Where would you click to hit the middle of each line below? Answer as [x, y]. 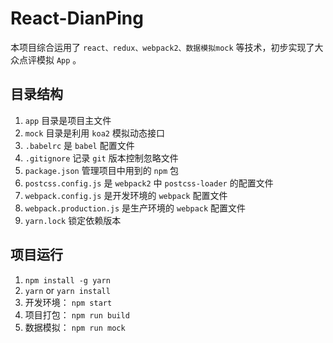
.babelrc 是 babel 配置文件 [79, 145]
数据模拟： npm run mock [75, 327]
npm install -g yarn [67, 280]
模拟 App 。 [59, 59]
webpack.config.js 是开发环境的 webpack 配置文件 [126, 195]
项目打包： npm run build [77, 314]
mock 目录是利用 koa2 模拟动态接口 [94, 133]
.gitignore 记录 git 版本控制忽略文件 [101, 158]
